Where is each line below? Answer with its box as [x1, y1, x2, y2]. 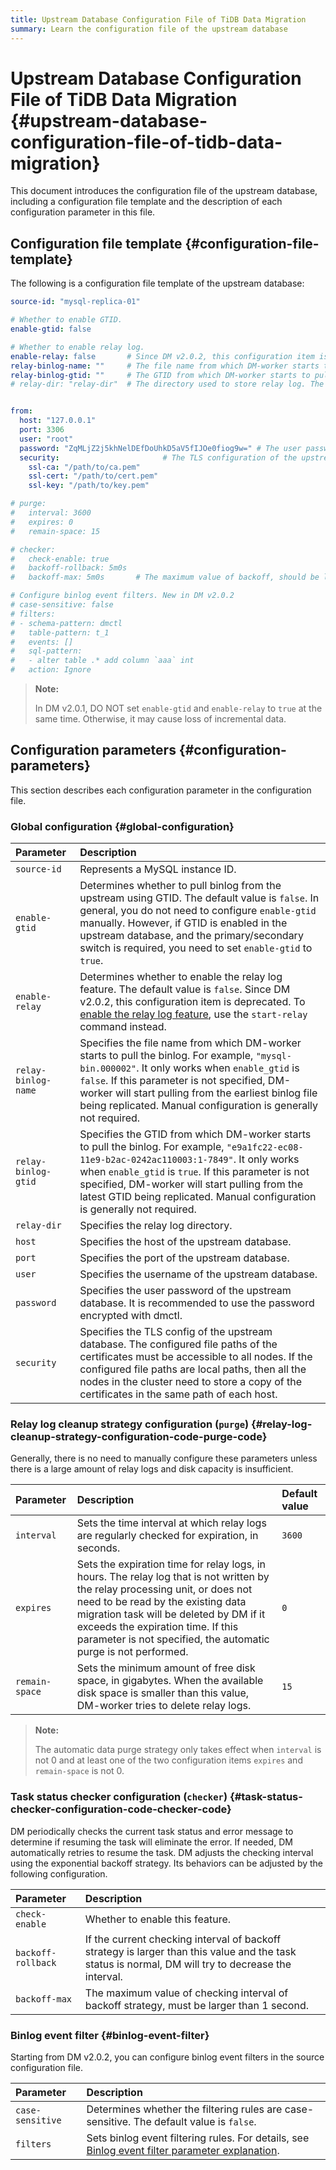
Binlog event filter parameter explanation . [86, 2144, 280, 2157]
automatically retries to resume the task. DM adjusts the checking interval [10, 1846, 314, 1858]
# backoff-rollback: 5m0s [10, 563, 128, 573]
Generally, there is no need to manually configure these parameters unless [10, 1452, 318, 1465]
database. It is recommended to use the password [79, 1296, 315, 1310]
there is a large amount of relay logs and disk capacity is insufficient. [10, 1463, 294, 1475]
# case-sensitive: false [10, 600, 114, 610]
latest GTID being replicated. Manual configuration [79, 1190, 317, 1204]
